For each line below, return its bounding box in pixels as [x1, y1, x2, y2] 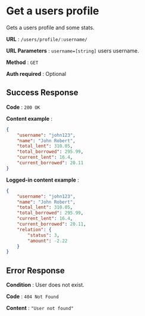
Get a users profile [6, 4, 99, 18]
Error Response [6, 265, 65, 275]
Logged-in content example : [6, 176, 79, 183]
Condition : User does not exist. [6, 281, 85, 289]
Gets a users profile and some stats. [6, 24, 95, 31]
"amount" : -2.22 [27, 238, 68, 244]
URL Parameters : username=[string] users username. [6, 47, 140, 54]
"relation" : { [17, 226, 52, 232]
